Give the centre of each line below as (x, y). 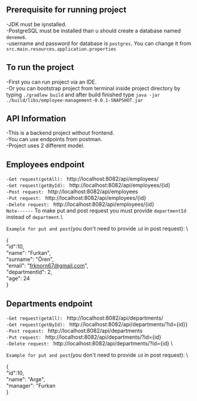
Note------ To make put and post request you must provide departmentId (96, 211)
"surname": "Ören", (30, 259)
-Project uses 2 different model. (46, 145)
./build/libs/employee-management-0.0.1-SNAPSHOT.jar (75, 100)
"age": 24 (18, 278)
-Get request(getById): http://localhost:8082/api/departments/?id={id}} (97, 324)
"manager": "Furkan (31, 386)
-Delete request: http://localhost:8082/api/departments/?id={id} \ (90, 344)
